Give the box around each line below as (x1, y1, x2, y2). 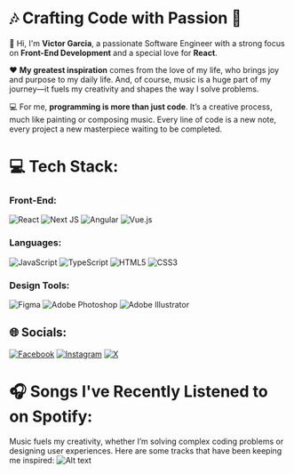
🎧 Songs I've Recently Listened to (9, 382, 268, 402)
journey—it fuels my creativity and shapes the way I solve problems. (9, 84, 259, 94)
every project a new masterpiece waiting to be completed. (9, 124, 223, 134)
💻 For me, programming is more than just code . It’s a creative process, (9, 101, 273, 112)
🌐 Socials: (9, 325, 68, 341)
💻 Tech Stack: (9, 157, 119, 177)
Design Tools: (9, 279, 70, 292)
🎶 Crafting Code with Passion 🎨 (9, 8, 242, 28)
